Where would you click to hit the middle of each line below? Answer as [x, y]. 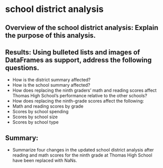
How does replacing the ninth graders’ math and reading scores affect [84, 90]
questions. [22, 68]
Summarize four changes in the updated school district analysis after [83, 150]
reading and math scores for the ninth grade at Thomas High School [82, 155]
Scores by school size [35, 117]
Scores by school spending [40, 112]
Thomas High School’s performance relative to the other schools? [80, 96]
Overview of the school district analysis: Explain [82, 28]
